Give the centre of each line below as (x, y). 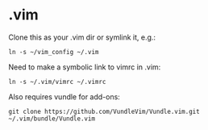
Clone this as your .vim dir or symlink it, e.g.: (82, 37)
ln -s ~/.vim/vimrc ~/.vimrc (57, 82)
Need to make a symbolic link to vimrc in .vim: (85, 67)
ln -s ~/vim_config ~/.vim (54, 52)
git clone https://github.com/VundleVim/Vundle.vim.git (104, 111)
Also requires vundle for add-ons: (64, 96)
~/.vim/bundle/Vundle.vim (52, 119)
